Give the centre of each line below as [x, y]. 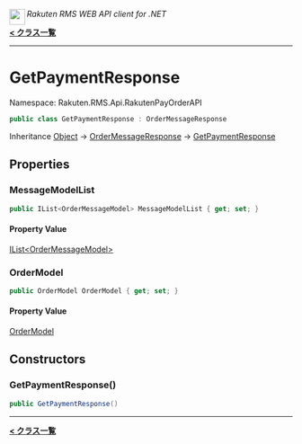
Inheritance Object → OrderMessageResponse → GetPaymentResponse [142, 136]
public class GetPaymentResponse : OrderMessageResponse [118, 119]
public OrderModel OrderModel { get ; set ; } [94, 291]
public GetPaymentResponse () [64, 404]
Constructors [48, 360]
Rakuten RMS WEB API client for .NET [97, 14]
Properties [40, 165]
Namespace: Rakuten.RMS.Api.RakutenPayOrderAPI [106, 102]
